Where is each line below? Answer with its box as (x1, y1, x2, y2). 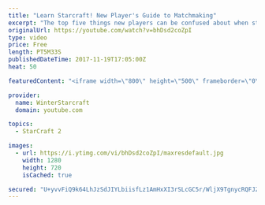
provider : (8, 91, 41, 99)
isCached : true (22, 171, 73, 179)
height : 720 (22, 163, 62, 172)
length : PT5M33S (8, 48, 62, 56)
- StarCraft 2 (15, 128, 62, 136)
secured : (8, 185, 37, 193)
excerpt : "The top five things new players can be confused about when (8, 19, 248, 27)
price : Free (8, 41, 47, 49)
